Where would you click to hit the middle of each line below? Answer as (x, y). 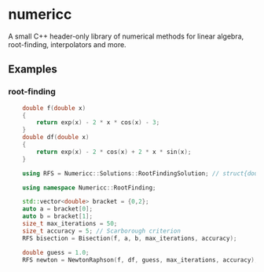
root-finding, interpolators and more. (68, 44)
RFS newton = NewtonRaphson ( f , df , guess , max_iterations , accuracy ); (140, 260)
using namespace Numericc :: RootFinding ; (89, 187)
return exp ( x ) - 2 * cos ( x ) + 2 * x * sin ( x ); (114, 152)
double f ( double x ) (54, 108)
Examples (33, 70)
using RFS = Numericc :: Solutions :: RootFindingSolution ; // (121, 173)
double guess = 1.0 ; (56, 252)
